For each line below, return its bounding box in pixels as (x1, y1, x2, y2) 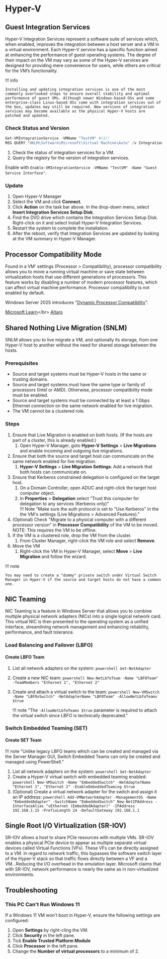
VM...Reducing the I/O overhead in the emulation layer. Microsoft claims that (5, 861, 162, 867)
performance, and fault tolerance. (5, 629, 75, 635)
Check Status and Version (5, 124, 70, 131)
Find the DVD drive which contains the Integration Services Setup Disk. (12, 214, 158, 220)
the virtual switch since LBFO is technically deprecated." (12, 712, 128, 718)
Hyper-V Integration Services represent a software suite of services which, (5, 36, 159, 42)
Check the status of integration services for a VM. (12, 150, 115, 156)
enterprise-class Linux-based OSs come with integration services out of (5, 100, 162, 105)
